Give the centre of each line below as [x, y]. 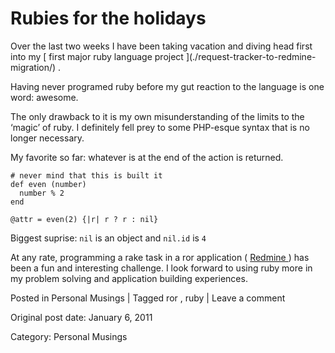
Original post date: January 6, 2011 [81, 317]
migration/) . [36, 67]
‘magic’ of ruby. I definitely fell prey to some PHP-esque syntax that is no [160, 127]
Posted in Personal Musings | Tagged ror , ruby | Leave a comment [148, 298]
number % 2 [42, 193]
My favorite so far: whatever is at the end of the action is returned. [147, 157]
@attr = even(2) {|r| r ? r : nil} [84, 219]
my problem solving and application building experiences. [129, 278]
